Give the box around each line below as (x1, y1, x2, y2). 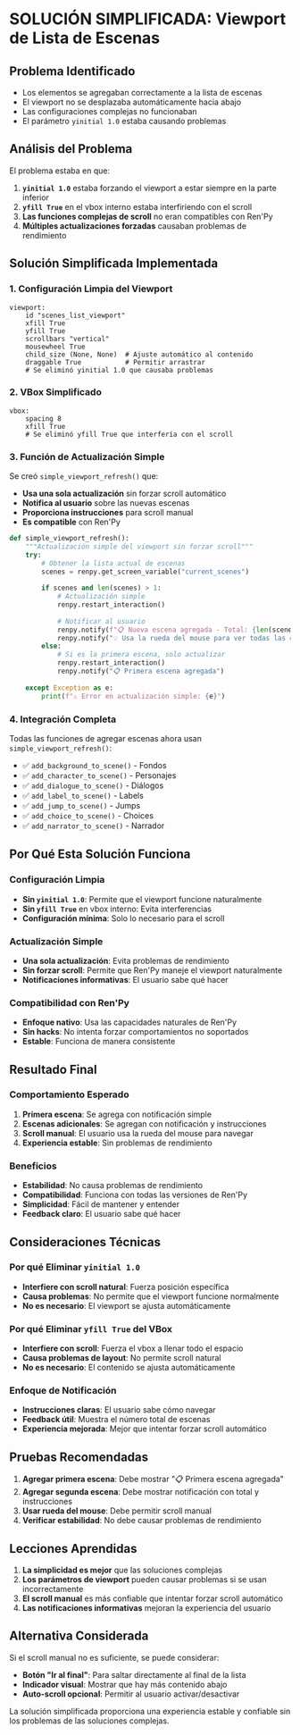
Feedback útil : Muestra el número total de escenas (21, 1414, 211, 1425)
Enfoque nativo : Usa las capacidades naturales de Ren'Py (21, 1017, 237, 1027)
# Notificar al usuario (56, 616, 146, 625)
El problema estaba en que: (9, 165, 110, 176)
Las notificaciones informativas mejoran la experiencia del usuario (21, 1603, 271, 1613)
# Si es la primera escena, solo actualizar (56, 650, 226, 659)
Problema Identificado (9, 63, 136, 79)
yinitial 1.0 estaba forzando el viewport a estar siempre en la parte (21, 182, 277, 193)
